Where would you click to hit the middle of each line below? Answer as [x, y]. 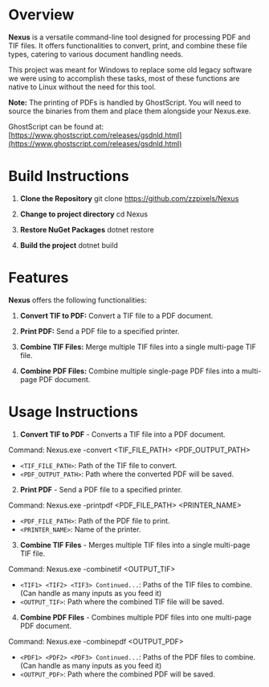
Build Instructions [69, 177]
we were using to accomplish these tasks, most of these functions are [124, 78]
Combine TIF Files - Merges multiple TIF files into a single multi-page [135, 545]
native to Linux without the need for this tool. [82, 87]
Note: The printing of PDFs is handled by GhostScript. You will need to [125, 102]
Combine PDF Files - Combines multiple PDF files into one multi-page [136, 617]
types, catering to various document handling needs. [96, 54]
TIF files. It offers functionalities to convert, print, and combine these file [128, 45]
